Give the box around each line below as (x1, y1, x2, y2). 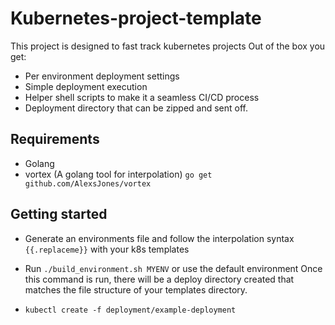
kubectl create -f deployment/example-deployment (24, 305, 237, 315)
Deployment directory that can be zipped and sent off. (24, 102, 249, 114)
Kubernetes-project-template (10, 7, 262, 30)
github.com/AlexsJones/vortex (24, 178, 152, 189)
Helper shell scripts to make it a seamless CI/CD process (24, 91, 260, 103)
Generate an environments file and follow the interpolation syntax (24, 232, 295, 244)
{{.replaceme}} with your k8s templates (24, 243, 190, 255)
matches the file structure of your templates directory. (24, 283, 248, 296)
